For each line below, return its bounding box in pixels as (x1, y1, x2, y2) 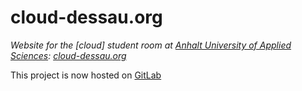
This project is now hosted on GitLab (10, 69, 162, 81)
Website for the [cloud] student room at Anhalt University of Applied (10, 39, 292, 51)
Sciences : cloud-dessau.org (10, 49, 127, 61)
